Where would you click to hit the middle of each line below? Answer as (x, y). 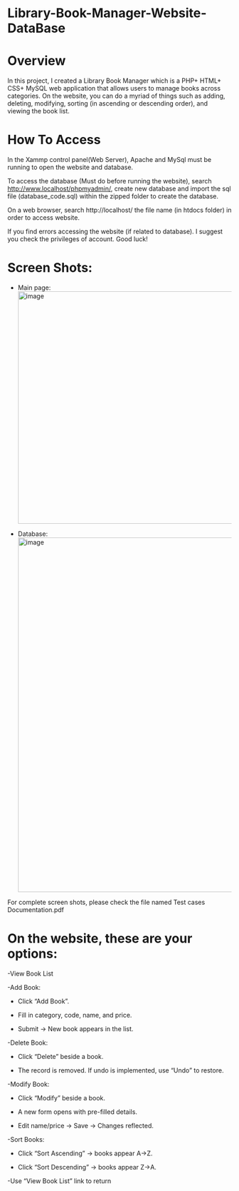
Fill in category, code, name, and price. (75, 1015)
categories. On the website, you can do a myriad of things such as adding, (116, 96)
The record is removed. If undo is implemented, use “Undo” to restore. (121, 1070)
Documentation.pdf (36, 910)
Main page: (34, 288)
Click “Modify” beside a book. (61, 1098)
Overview (37, 61)
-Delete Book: (28, 1043)
